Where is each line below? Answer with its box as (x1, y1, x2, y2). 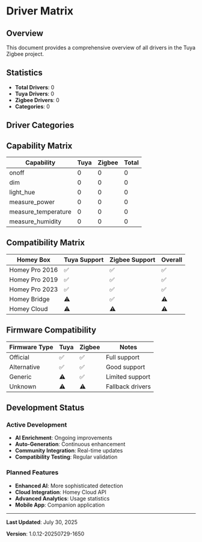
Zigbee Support (109, 255, 156, 263)
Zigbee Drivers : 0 (14, 96, 60, 103)
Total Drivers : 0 (14, 83, 55, 91)
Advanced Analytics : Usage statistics (14, 495, 110, 502)
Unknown (9, 382, 37, 391)
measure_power (9, 198, 55, 206)
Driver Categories (6, 120, 75, 130)
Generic (9, 372, 32, 381)
